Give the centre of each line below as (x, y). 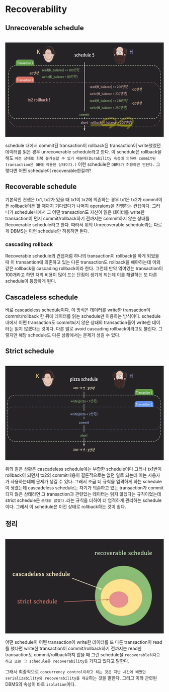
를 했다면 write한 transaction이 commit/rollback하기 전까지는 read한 (73, 648)
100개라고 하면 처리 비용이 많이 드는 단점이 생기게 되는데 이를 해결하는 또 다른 (81, 275)
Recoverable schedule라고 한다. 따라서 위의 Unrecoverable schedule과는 (79, 224)
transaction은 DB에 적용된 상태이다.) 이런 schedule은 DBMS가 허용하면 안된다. (80, 164)
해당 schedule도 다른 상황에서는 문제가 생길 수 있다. (69, 335)
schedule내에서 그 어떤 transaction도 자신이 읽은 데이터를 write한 (79, 212)
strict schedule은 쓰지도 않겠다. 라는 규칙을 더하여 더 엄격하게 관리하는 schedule (83, 500)
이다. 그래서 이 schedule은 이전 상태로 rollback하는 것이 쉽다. (66, 506)
